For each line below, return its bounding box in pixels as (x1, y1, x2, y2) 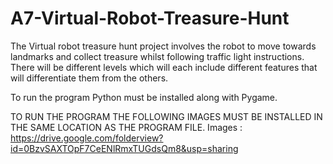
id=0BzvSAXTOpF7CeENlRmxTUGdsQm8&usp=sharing (10, 142, 239, 154)
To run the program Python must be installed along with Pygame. (10, 91, 278, 103)
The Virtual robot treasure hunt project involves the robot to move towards (10, 40, 317, 52)
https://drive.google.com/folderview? (10, 132, 164, 144)
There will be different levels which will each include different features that (10, 61, 318, 73)
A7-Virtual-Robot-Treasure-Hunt (10, 7, 290, 30)
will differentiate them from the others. (10, 72, 169, 84)
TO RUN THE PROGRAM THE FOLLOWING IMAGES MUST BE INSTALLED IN (10, 110, 323, 122)
